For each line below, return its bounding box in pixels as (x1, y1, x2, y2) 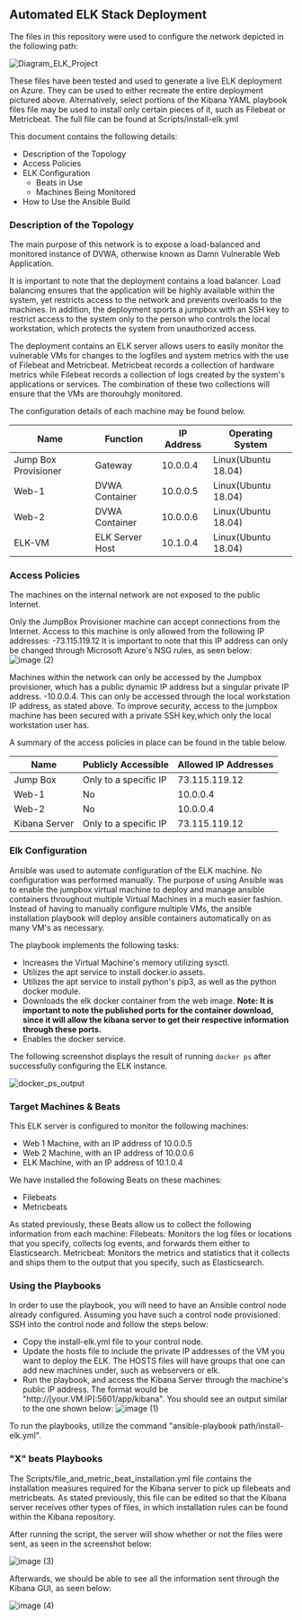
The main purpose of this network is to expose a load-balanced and (9, 239, 261, 250)
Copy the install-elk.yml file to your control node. (22, 1336, 204, 1347)
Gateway (94, 459, 133, 472)
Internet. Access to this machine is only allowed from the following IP (9, 626, 265, 637)
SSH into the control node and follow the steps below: (9, 1319, 209, 1330)
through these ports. (22, 1023, 102, 1034)
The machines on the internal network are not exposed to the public (9, 589, 261, 600)
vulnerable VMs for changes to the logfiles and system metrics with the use (9, 350, 289, 361)
